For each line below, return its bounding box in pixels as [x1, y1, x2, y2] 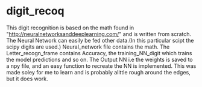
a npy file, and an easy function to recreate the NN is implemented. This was [6, 62, 197, 70]
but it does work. [6, 75, 48, 82]
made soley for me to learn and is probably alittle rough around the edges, [6, 68, 191, 76]
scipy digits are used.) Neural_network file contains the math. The [6, 43, 170, 50]
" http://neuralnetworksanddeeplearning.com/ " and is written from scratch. [6, 30, 192, 37]
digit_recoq [6, 4, 65, 18]
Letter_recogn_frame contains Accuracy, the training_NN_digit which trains [6, 49, 192, 56]
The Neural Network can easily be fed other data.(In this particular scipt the [6, 37, 194, 44]
